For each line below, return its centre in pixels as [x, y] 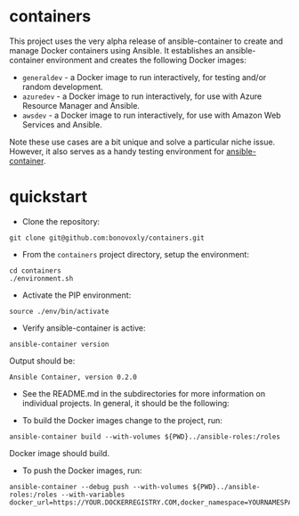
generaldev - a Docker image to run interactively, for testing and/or [144, 77]
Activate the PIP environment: [77, 295]
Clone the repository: [61, 221]
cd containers [36, 270]
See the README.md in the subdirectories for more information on [143, 393]
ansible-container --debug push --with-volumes [99, 487]
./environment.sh [41, 278]
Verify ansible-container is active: [84, 328]
